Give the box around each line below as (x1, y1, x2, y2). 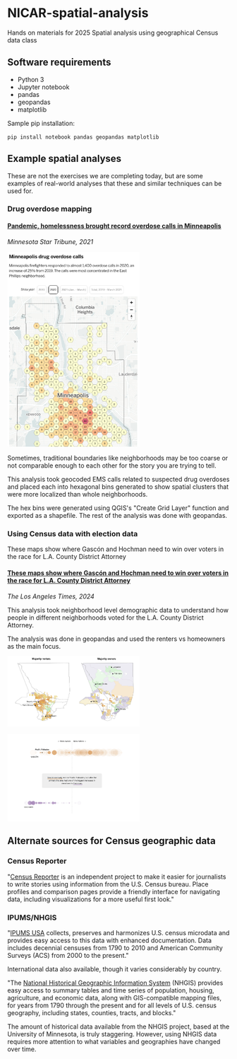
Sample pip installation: (7, 119, 75, 127)
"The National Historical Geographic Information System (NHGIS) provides (7, 978, 224, 987)
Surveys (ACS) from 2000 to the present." (7, 951, 129, 959)
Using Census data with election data (7, 529, 138, 538)
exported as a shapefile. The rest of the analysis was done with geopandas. (7, 511, 228, 520)
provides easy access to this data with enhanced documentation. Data (7, 936, 212, 944)
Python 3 (17, 75, 44, 83)
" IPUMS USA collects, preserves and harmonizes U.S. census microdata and (7, 928, 230, 937)
